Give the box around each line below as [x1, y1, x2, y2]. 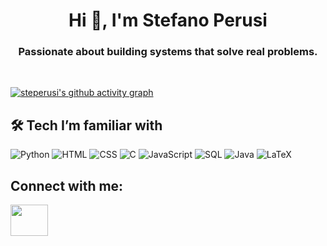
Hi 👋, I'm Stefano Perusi [68, 9, 268, 32]
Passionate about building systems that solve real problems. [18, 45, 318, 59]
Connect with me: [10, 177, 124, 194]
